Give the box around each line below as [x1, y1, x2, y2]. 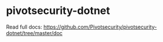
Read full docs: [6, 23, 43, 30]
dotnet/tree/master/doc [6, 29, 63, 36]
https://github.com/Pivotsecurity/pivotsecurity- [43, 23, 157, 30]
